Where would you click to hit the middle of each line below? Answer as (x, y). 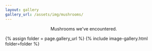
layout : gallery (22, 10)
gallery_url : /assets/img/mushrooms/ (44, 14)
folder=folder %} (22, 43)
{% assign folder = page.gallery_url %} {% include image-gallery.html (76, 38)
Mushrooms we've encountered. (84, 28)
